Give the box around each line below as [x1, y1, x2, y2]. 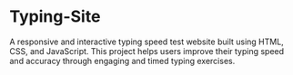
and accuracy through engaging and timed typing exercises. [9, 55, 236, 66]
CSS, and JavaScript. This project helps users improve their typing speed [9, 45, 285, 56]
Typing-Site [9, 6, 101, 27]
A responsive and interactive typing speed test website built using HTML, [9, 36, 284, 47]
